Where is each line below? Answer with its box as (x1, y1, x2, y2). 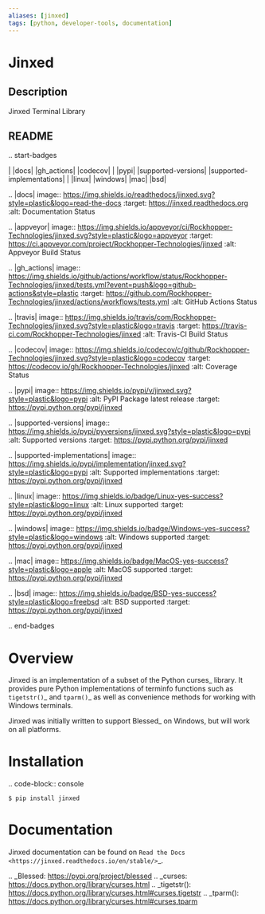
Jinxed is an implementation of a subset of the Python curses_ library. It (8, 676, 244, 685)
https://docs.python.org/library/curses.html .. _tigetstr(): (8, 880, 192, 889)
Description (8, 85, 68, 99)
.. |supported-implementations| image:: (8, 451, 137, 460)
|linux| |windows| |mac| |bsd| (71, 175, 167, 184)
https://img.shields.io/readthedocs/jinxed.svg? (62, 190, 216, 199)
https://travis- (201, 321, 247, 331)
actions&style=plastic (8, 289, 80, 298)
